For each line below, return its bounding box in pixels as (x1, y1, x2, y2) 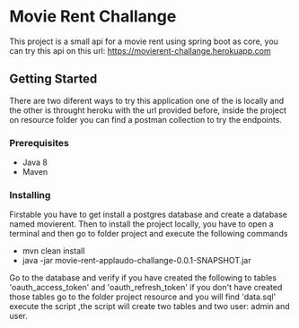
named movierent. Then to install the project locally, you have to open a (9, 219, 274, 229)
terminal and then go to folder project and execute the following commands (9, 229, 288, 239)
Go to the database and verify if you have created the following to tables (9, 272, 277, 283)
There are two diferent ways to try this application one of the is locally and (9, 95, 285, 106)
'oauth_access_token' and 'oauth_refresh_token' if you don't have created (9, 282, 283, 293)
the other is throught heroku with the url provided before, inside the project (9, 105, 287, 116)
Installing (9, 188, 51, 201)
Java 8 (22, 157, 48, 168)
